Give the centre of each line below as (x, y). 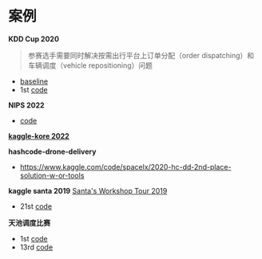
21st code (36, 206)
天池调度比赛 (29, 222)
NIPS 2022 (27, 105)
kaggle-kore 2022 (39, 135)
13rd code (36, 247)
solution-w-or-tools (52, 175)
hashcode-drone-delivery (52, 151)
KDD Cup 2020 (34, 39)
